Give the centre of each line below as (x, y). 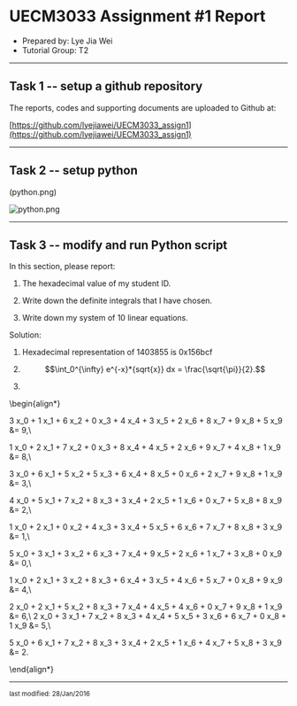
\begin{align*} (35, 404)
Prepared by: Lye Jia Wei (67, 41)
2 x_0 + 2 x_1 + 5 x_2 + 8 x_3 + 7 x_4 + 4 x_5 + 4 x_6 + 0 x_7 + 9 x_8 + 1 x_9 (146, 607)
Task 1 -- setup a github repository (106, 86)
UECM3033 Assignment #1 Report (137, 16)
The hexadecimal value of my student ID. (96, 283)
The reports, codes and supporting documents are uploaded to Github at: (143, 107)
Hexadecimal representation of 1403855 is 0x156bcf (117, 353)
